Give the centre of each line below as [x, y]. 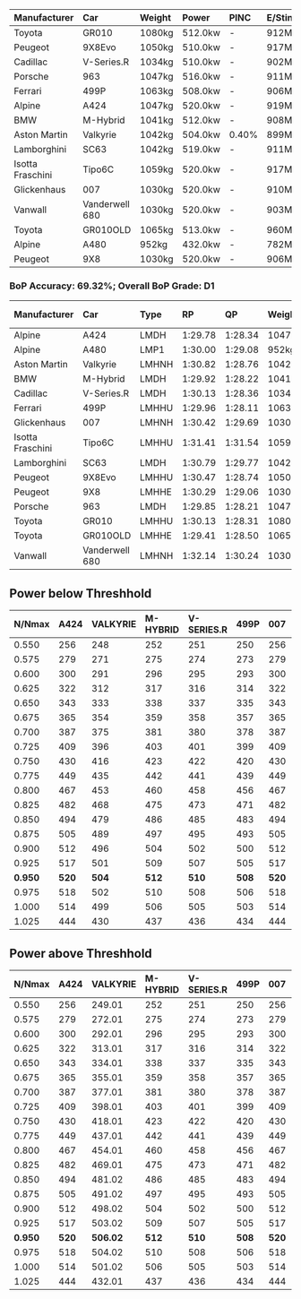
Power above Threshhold [81, 953]
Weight [156, 17]
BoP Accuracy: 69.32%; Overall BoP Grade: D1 [112, 286]
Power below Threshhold [81, 594]
